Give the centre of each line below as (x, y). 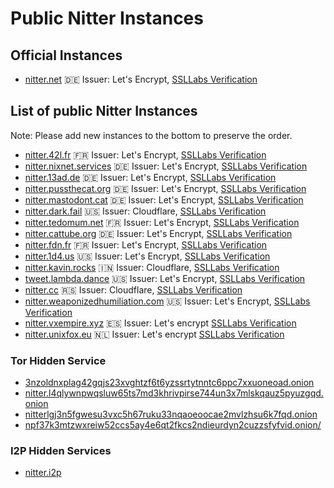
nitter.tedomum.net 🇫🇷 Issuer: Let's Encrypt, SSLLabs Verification (162, 222)
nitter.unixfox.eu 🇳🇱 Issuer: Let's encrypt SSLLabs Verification (154, 334)
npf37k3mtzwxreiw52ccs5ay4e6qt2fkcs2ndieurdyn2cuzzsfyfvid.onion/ (173, 425)
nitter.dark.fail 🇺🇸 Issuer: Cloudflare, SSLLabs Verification (145, 211)
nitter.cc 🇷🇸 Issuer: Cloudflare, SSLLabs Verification (133, 289)
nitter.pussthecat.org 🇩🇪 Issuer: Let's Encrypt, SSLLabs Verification (165, 188)
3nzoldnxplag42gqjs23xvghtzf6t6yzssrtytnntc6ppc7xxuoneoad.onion (169, 383)
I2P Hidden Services (61, 451)
